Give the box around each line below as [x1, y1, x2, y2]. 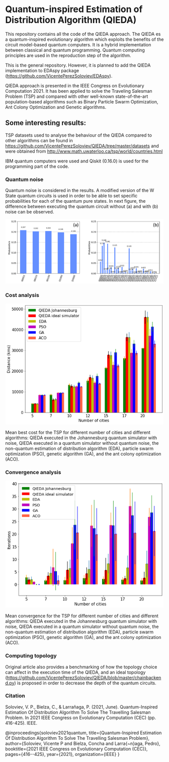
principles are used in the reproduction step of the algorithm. [5, 52, 132, 58]
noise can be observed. [5, 209, 54, 215]
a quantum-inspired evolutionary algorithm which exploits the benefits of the [5, 36, 164, 42]
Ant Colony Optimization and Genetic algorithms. [5, 104, 107, 110]
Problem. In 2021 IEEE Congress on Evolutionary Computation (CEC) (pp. [5, 715, 156, 721]
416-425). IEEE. [5, 720, 38, 726]
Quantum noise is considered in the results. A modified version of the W [5, 188, 154, 194]
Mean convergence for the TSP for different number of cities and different [5, 613, 158, 619]
